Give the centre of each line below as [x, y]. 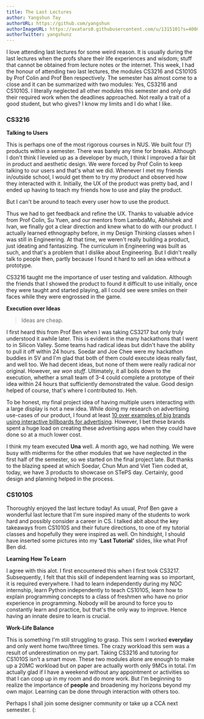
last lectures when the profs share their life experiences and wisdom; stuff [99, 59]
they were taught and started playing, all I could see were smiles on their [97, 290]
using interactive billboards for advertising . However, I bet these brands [96, 422]
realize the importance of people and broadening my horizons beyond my [99, 685]
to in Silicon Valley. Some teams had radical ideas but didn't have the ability [101, 345]
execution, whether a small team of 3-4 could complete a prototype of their [100, 377]
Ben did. [17, 547]
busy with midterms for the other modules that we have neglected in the [97, 453]
